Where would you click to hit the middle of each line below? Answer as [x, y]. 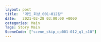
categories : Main [23, 23]
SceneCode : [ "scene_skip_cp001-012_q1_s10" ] [51, 32]
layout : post [18, 9]
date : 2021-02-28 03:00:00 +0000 [41, 18]
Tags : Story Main [23, 28]
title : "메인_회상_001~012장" [34, 14]
